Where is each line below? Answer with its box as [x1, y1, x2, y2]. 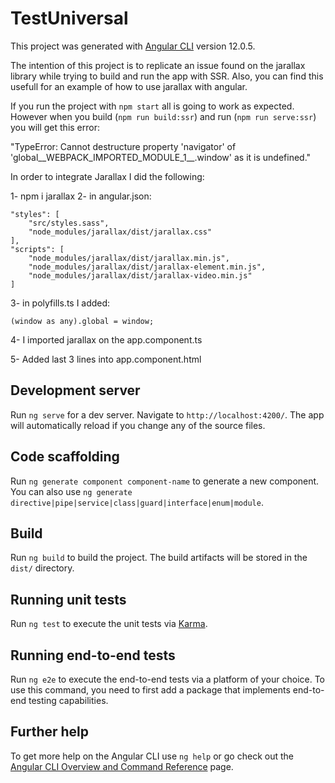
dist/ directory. [10, 562, 75, 574]
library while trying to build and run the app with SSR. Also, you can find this [10, 70, 324, 82]
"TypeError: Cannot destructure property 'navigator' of [10, 140, 237, 152]
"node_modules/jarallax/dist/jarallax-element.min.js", [28, 262, 267, 272]
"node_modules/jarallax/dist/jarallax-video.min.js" [28, 270, 253, 281]
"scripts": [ [10, 244, 65, 254]
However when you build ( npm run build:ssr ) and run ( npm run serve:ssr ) [10, 110, 317, 122]
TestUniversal [10, 7, 129, 30]
